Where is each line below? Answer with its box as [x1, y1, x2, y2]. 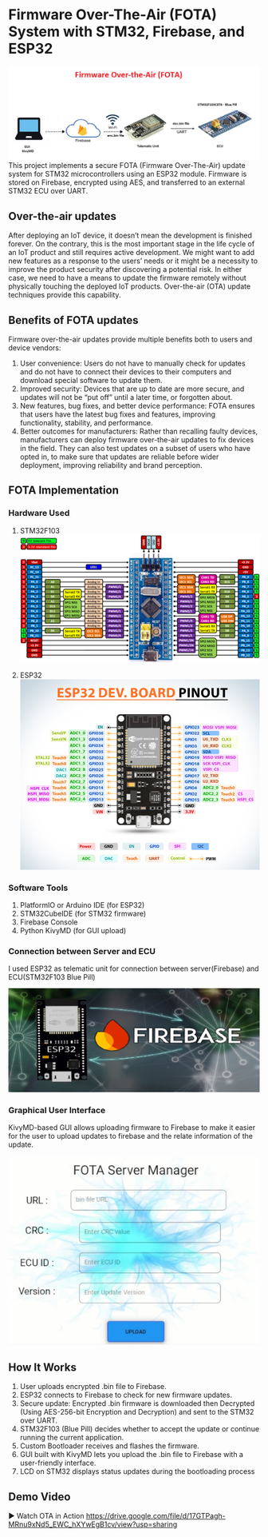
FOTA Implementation [8, 484, 120, 497]
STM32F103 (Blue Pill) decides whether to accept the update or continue [19, 1424, 260, 1434]
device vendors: [8, 343, 61, 353]
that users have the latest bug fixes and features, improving [19, 409, 216, 419]
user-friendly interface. [19, 1458, 97, 1468]
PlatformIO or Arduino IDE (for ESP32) [19, 900, 145, 910]
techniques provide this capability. [8, 290, 121, 300]
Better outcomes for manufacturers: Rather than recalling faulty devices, [19, 426, 258, 437]
